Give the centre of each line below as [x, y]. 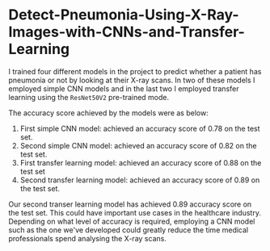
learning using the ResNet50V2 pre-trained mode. [89, 97]
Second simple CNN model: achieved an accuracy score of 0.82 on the [138, 145]
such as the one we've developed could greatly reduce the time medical [129, 230]
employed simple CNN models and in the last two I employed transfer [124, 88]
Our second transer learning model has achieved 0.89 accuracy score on [130, 204]
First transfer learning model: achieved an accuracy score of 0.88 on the [141, 162]
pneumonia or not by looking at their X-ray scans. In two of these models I [132, 80]
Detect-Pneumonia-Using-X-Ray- [124, 15]
